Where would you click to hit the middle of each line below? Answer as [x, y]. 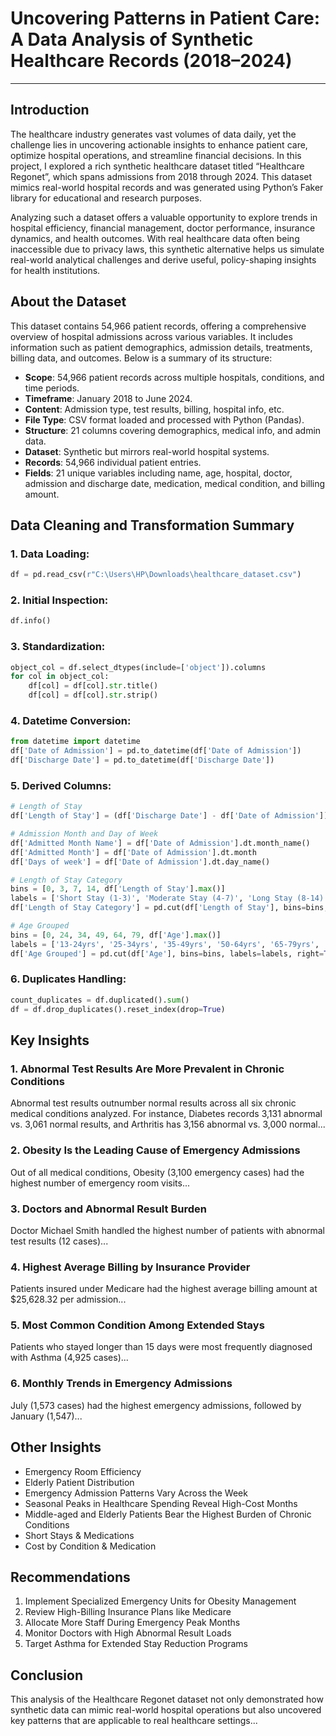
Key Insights [50, 1040]
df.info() [31, 621]
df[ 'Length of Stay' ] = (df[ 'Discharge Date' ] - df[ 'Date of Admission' [165, 816]
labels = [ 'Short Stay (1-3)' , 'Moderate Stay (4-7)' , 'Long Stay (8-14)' [169, 898]
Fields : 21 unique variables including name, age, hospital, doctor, [158, 473]
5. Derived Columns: [61, 785]
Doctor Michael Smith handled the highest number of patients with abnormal [168, 1230]
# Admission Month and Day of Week [84, 834]
